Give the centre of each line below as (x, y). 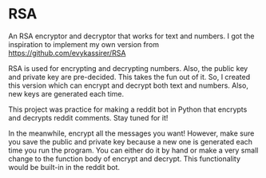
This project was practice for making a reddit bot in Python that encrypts (128, 109)
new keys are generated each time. (66, 93)
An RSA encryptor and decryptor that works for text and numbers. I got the (131, 36)
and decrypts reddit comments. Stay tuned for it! (88, 117)
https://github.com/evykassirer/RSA (67, 53)
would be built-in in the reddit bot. (64, 167)
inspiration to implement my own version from (84, 44)
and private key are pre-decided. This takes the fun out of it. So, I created (129, 77)
